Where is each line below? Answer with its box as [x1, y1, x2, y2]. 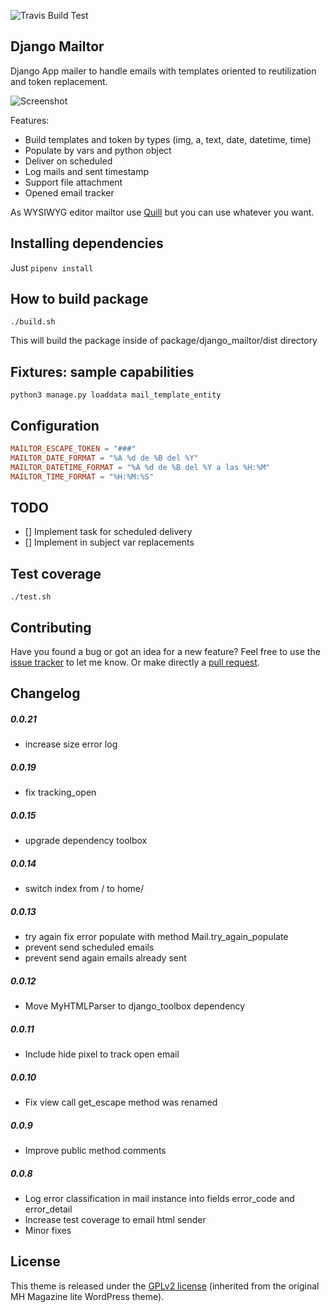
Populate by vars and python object [24, 144, 172, 156]
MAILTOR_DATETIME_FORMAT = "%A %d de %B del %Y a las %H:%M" [10, 462, 271, 472]
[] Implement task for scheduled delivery [24, 526, 193, 538]
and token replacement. [10, 75, 108, 87]
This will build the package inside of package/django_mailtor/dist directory [10, 335, 318, 347]
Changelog [10, 685, 81, 702]
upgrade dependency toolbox [24, 835, 148, 847]
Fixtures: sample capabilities [10, 363, 195, 380]
